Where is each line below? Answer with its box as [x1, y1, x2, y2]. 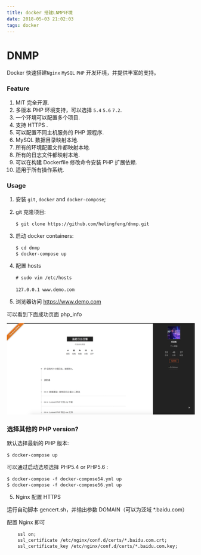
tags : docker [7, 22, 39, 28]
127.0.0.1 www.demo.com [15, 287, 75, 293]
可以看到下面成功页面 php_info [7, 311, 82, 318]
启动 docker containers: [15, 232, 74, 239]
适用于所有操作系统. [15, 166, 64, 173]
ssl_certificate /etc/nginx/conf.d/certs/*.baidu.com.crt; [17, 538, 168, 544]
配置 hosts [15, 262, 41, 269]
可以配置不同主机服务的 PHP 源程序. [15, 128, 104, 136]
